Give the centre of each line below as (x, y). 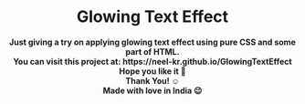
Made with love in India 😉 (152, 90)
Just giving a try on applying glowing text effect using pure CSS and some (152, 42)
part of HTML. (152, 51)
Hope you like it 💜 (152, 71)
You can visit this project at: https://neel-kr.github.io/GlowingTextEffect (152, 61)
